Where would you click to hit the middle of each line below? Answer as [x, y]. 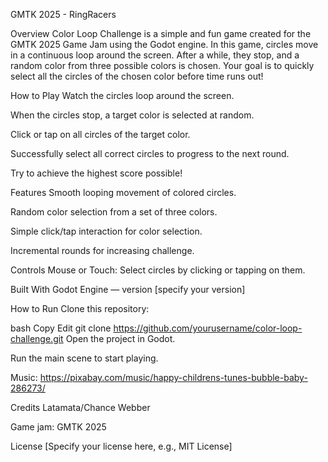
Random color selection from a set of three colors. [114, 212]
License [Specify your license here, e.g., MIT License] [121, 446]
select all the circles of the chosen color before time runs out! [137, 76]
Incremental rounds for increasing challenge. [102, 250]
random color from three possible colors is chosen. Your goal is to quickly [162, 65]
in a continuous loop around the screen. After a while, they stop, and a [155, 55]
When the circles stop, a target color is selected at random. [132, 115]
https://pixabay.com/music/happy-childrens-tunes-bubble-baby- [173, 377]
